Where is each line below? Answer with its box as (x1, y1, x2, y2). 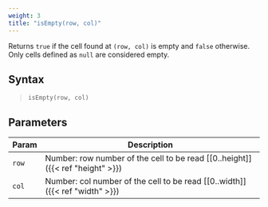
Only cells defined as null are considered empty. (8, 50, 170, 59)
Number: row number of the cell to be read (45, 153, 205, 164)
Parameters (8, 115, 68, 129)
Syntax (8, 73, 45, 86)
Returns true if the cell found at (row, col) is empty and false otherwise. (8, 41, 250, 50)
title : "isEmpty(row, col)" (8, 19, 102, 27)
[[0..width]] (203, 176, 247, 187)
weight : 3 (8, 11, 41, 20)
